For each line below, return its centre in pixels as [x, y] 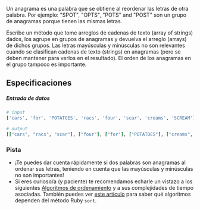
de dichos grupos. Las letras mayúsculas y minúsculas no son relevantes [96, 45]
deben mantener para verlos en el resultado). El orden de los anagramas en [99, 58]
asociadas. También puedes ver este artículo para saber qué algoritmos [103, 194]
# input [16, 112]
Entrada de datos [28, 98]
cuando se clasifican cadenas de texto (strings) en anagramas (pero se [93, 52]
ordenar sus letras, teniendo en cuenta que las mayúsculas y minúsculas [104, 169]
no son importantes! [39, 175]
